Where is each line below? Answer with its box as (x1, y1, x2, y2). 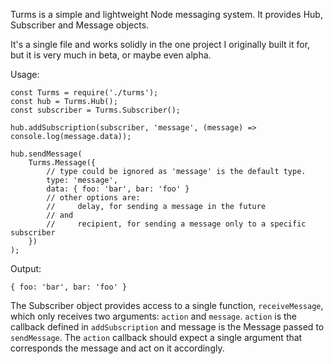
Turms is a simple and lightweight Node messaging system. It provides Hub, (10, 9, 323, 20)
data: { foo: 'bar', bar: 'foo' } (46, 184, 190, 194)
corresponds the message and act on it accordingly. (10, 342, 225, 354)
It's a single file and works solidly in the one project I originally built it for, (10, 39, 311, 50)
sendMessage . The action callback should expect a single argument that (10, 332, 303, 343)
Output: (10, 263, 42, 274)
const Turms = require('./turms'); (10, 88, 159, 98)
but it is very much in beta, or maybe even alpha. (10, 49, 212, 61)
